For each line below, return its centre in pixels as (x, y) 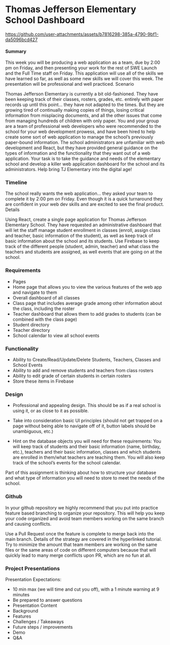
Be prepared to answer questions (47, 600)
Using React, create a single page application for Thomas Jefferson (76, 220)
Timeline (16, 183)
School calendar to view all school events (56, 335)
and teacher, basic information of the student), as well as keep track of (79, 236)
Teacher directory (31, 330)
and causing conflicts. (28, 524)
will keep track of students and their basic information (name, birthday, (87, 447)
